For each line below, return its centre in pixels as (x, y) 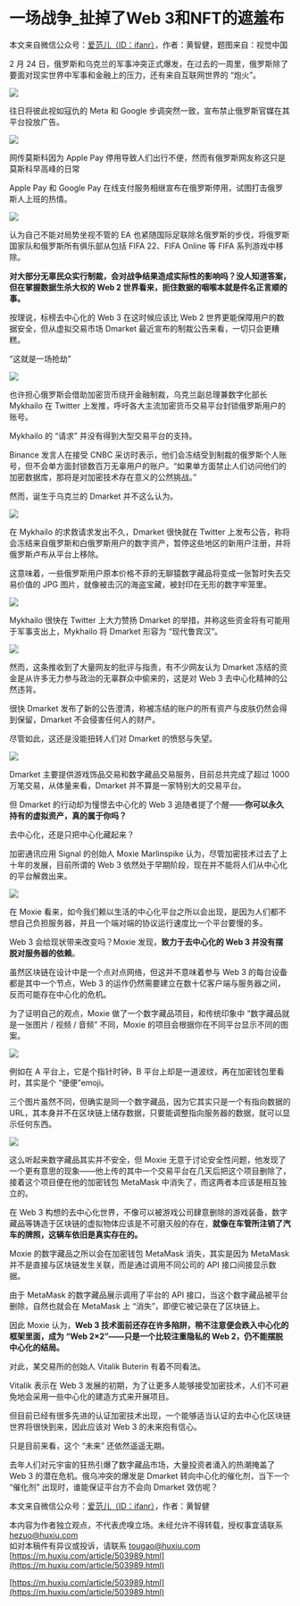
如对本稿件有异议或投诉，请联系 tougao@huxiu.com (105, 1545)
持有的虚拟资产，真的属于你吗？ (68, 815)
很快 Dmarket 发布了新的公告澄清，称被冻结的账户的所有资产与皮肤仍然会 (144, 708)
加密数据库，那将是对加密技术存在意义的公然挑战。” (103, 477)
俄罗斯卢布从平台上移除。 (56, 554)
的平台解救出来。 (41, 876)
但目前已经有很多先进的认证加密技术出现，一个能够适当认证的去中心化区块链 (150, 1415)
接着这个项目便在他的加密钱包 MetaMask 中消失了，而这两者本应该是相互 (144, 1181)
